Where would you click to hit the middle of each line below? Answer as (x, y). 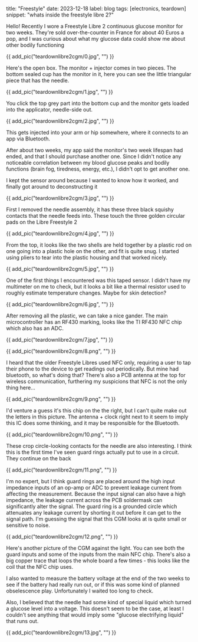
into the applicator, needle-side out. (49, 109)
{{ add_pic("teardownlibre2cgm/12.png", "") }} (62, 537)
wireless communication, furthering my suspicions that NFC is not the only (97, 381)
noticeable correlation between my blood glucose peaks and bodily (88, 163)
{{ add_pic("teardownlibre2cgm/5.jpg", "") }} (60, 269)
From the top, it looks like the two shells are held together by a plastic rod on (99, 245)
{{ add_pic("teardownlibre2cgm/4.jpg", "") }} (60, 233)
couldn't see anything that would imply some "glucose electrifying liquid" (95, 615)
